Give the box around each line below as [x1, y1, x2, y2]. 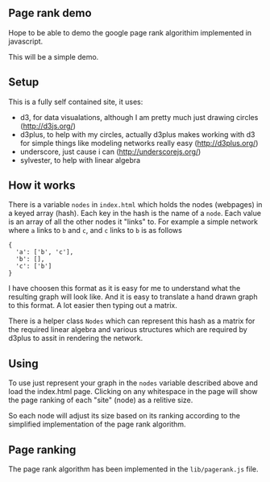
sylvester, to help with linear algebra [19, 155, 141, 164]
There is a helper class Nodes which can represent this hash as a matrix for [8, 316, 255, 326]
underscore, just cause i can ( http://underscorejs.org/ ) [19, 147, 201, 156]
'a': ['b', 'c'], [15, 248, 74, 256]
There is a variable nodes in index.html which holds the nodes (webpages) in [8, 200, 263, 210]
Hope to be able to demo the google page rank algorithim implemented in [8, 27, 252, 37]
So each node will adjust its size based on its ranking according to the [8, 411, 240, 421]
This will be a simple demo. [8, 52, 99, 61]
